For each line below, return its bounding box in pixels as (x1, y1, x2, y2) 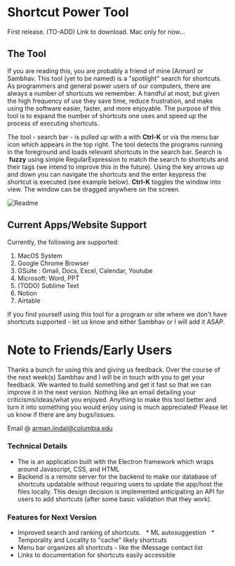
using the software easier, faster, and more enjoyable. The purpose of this (7, 103, 221, 113)
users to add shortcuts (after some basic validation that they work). (17, 494, 213, 503)
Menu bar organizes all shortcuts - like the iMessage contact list (17, 543, 203, 552)
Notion (17, 289, 37, 297)
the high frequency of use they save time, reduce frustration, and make (7, 96, 213, 105)
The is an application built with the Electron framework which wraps (17, 457, 214, 465)
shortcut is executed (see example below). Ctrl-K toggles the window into (7, 177, 221, 186)
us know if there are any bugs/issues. (7, 410, 116, 419)
